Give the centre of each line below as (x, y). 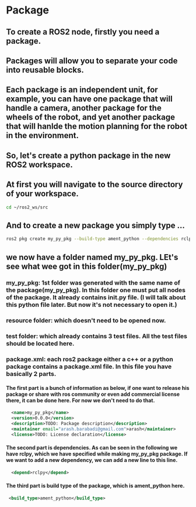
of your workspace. (42, 194)
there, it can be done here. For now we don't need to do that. (80, 400)
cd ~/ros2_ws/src (27, 207)
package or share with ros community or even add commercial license (93, 394)
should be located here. (40, 344)
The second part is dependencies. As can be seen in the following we (92, 448)
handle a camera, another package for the (84, 108)
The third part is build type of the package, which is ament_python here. (95, 486)
